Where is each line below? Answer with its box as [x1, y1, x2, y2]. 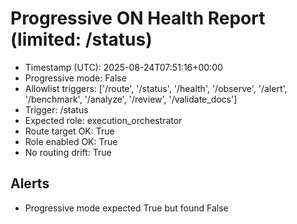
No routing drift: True [24, 146, 112, 158]
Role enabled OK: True [24, 135, 118, 147]
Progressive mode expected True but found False [24, 202, 229, 214]
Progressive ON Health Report [10, 7, 266, 30]
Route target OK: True [24, 125, 115, 137]
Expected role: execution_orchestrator [24, 114, 183, 126]
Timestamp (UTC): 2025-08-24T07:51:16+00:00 [24, 61, 223, 73]
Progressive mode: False [24, 72, 127, 84]
